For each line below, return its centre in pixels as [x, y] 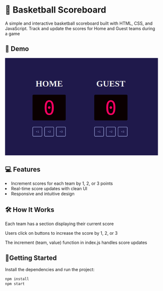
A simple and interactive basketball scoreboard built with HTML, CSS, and [79, 23]
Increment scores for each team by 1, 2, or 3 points [62, 183]
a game [13, 33]
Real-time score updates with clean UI [49, 189]
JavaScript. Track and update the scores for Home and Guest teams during [80, 28]
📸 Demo [17, 49]
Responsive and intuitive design [43, 194]
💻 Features [23, 170]
